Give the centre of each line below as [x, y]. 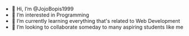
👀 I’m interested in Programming [50, 15]
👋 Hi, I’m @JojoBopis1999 [43, 9]
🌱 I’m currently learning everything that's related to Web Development [96, 21]
